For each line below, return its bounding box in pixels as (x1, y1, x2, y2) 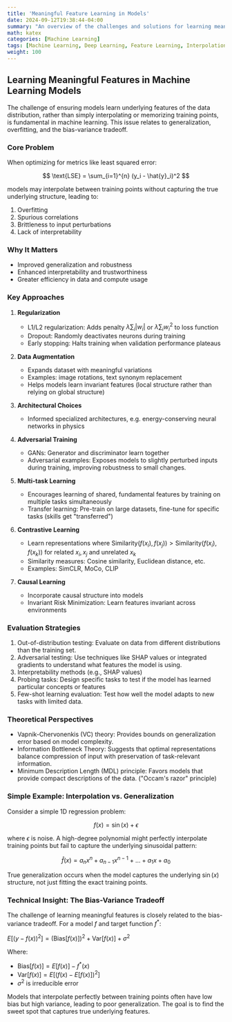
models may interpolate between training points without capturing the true (7, 184, 219, 193)
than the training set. (17, 646, 77, 654)
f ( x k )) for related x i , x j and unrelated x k (27, 548, 137, 558)
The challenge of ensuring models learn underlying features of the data (7, 103, 211, 111)
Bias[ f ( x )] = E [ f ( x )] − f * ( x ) (17, 961, 90, 970)
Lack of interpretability (17, 227, 82, 235)
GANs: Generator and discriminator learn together (27, 449, 170, 457)
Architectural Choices (17, 401, 82, 409)
